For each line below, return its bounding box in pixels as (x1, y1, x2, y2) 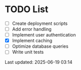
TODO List (5, 4, 49, 15)
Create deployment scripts (12, 20, 68, 26)
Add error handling (12, 26, 52, 32)
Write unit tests (12, 49, 44, 55)
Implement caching (12, 38, 53, 44)
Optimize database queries (12, 43, 69, 49)
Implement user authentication (12, 32, 76, 38)
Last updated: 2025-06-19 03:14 (5, 59, 73, 65)
